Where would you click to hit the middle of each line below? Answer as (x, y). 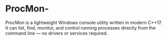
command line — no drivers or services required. (57, 33)
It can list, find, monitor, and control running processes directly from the (81, 27)
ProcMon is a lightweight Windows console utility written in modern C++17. (84, 22)
